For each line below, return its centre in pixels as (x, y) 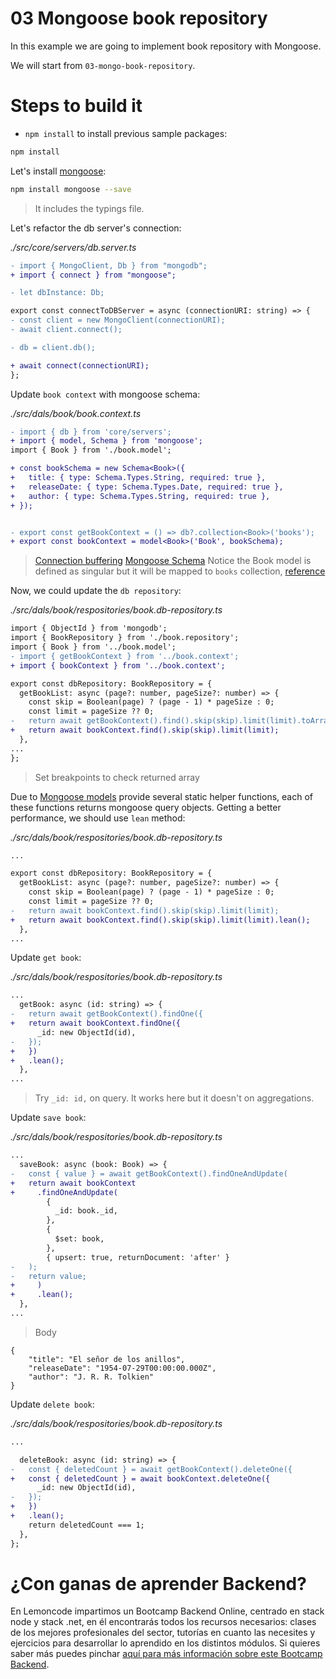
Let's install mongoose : (58, 171)
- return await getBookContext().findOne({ (106, 1014)
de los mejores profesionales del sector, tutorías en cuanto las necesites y (163, 1633)
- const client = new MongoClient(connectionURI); (118, 320)
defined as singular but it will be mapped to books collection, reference (180, 571)
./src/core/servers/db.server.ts (73, 247)
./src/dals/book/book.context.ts (76, 413)
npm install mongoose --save (71, 189)
